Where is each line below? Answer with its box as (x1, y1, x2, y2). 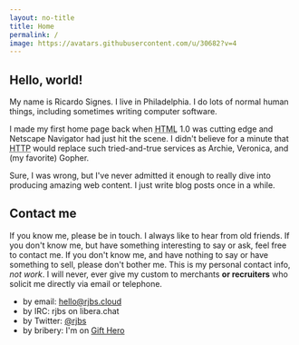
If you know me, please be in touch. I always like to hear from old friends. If (9, 230, 290, 241)
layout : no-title (9, 13, 75, 23)
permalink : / (9, 30, 59, 39)
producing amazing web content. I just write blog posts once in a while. (9, 180, 275, 191)
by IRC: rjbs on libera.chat (22, 305, 120, 316)
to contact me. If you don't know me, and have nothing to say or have (9, 249, 269, 260)
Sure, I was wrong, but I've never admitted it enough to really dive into (9, 170, 272, 182)
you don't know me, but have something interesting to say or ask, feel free (9, 240, 287, 251)
